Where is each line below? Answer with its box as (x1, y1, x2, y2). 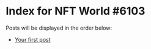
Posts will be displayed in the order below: (6, 24, 112, 31)
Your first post (14, 36, 51, 43)
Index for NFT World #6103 (6, 4, 145, 18)
